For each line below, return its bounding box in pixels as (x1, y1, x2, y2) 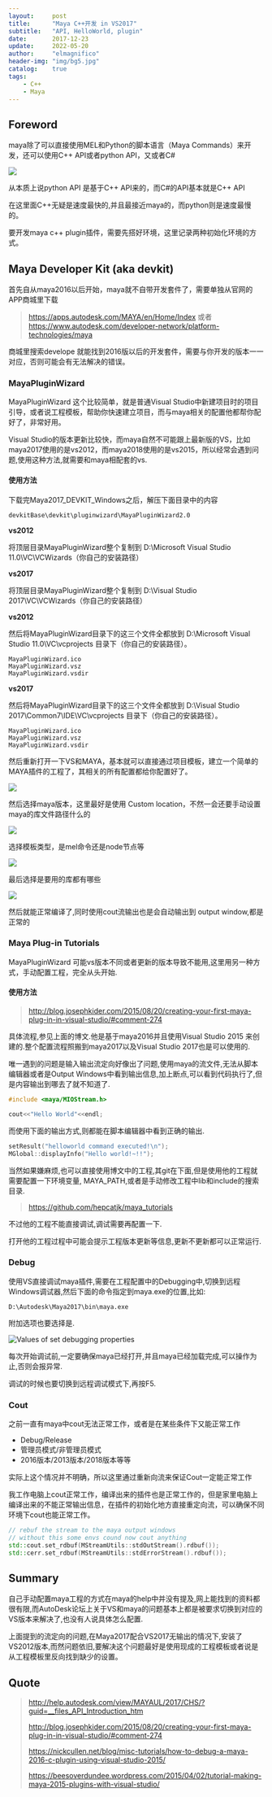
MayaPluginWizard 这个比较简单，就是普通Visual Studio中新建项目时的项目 (8, 397, 259, 407)
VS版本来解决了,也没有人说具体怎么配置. (8, 1614, 144, 1624)
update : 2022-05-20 (8, 42, 89, 50)
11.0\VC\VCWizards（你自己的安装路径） (8, 552, 144, 562)
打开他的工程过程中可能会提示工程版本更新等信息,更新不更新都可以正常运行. (8, 1236, 262, 1245)
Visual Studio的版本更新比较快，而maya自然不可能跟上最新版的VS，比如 (8, 434, 251, 444)
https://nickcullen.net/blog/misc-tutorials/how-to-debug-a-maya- (28, 1747, 249, 1756)
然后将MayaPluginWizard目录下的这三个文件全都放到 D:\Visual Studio (8, 700, 240, 710)
